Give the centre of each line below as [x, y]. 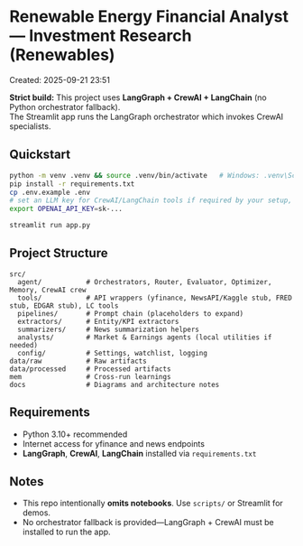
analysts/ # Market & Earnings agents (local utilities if [145, 337]
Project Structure [59, 253]
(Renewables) [62, 55]
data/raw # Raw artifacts [78, 361]
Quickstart [40, 155]
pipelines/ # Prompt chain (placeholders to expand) [131, 313]
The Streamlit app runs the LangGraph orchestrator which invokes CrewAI [147, 116]
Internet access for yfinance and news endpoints [114, 443]
